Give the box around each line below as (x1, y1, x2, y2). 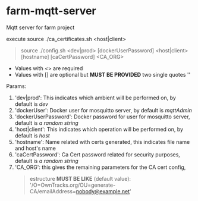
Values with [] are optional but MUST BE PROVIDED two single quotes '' (14, 71, 191, 78)
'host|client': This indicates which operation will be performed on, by (14, 125, 183, 133)
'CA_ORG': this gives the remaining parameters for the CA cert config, (14, 164, 186, 171)
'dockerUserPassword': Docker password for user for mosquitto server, (14, 113, 190, 120)
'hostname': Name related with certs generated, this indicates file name (14, 138, 190, 145)
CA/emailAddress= (29, 187, 76, 194)
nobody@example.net (76, 187, 130, 194)
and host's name (14, 145, 56, 152)
